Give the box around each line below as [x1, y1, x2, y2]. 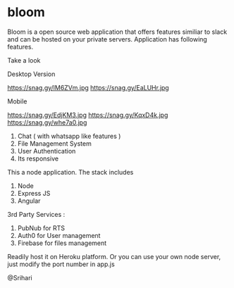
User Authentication [17, 146, 76, 155]
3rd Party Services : [7, 210, 66, 218]
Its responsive [17, 154, 58, 163]
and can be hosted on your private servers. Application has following [7, 35, 208, 43]
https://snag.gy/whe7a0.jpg [7, 118, 87, 127]
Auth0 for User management [17, 231, 101, 239]
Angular [17, 196, 41, 205]
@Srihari [7, 273, 33, 282]
